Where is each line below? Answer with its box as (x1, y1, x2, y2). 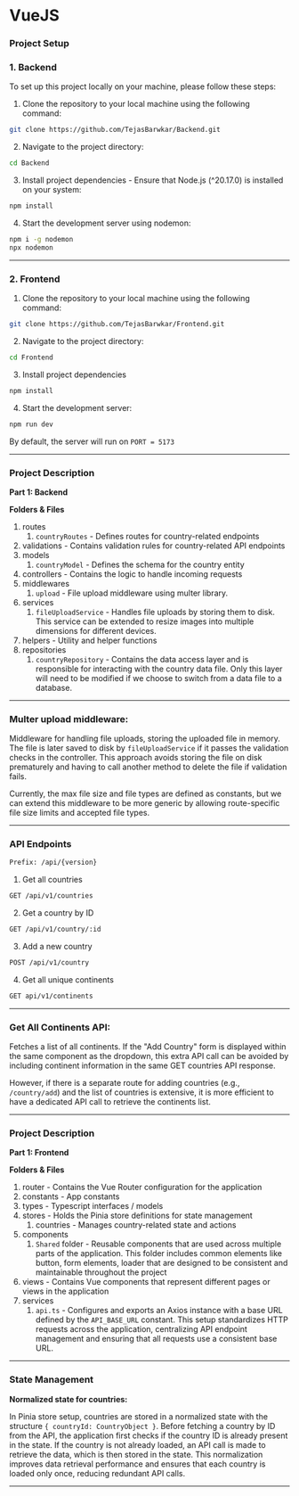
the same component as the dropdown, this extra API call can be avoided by (9, 1051, 289, 1062)
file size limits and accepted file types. (9, 808, 149, 818)
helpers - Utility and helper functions (21, 635, 158, 645)
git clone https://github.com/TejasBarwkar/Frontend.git (9, 320, 225, 329)
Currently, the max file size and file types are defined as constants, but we (9, 788, 282, 799)
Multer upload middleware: (9, 712, 129, 725)
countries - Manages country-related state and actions (35, 1220, 237, 1230)
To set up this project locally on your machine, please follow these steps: (9, 81, 277, 92)
